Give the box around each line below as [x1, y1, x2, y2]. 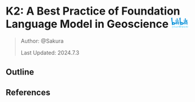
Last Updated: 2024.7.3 [20, 49, 80, 56]
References [5, 87, 51, 98]
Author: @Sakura [20, 38, 64, 45]
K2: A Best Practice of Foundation [5, 4, 180, 18]
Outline [5, 67, 34, 77]
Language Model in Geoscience [5, 17, 169, 31]
